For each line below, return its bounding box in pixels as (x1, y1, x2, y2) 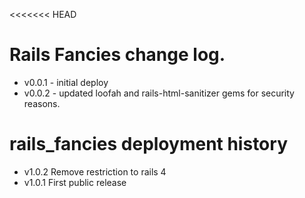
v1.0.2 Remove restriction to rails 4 (23, 165, 167, 178)
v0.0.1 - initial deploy (23, 76, 109, 88)
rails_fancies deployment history (9, 133, 288, 156)
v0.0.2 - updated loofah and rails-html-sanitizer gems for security (23, 87, 295, 99)
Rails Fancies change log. (9, 44, 226, 66)
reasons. (23, 97, 61, 109)
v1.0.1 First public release (23, 176, 127, 188)
